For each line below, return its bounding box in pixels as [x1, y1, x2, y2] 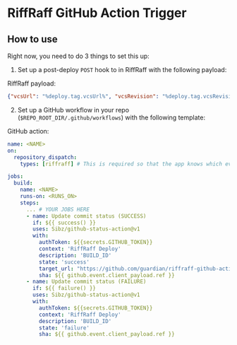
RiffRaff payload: [7, 79, 56, 88]
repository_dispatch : [13, 153, 78, 160]
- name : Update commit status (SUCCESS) [25, 212, 147, 220]
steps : [20, 199, 39, 206]
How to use [7, 33, 58, 45]
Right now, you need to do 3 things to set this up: [7, 52, 150, 60]
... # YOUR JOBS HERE [25, 206, 90, 213]
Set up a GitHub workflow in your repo [17, 105, 129, 114]
